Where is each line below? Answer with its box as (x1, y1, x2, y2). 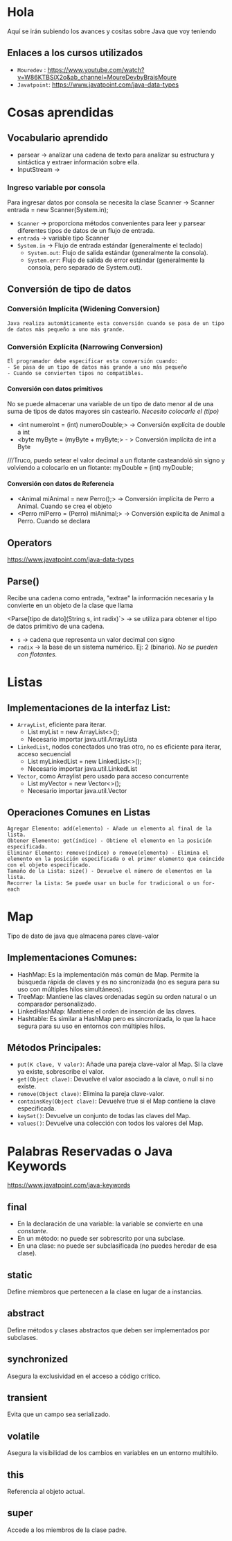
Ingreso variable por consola (7, 182, 106, 192)
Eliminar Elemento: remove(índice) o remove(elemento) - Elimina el (7, 849, 209, 856)
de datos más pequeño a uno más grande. (7, 326, 126, 333)
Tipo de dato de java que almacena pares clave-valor (7, 932, 159, 940)
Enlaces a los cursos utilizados (7, 47, 143, 59)
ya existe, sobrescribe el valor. (17, 1068, 105, 1076)
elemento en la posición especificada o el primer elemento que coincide (7, 855, 225, 862)
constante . (17, 1227, 48, 1235)
